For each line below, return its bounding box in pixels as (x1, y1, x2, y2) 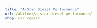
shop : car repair (5, 16, 40, 20)
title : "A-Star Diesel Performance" (5, 7, 79, 12)
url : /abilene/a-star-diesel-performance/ (5, 11, 92, 16)
